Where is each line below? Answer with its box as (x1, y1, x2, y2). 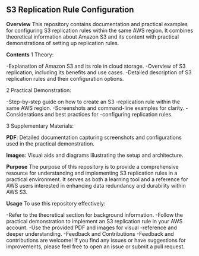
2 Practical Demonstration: (6, 86, 71, 94)
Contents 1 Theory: (6, 50, 54, 58)
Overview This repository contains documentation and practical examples (6, 20, 188, 27)
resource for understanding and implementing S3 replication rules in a (6, 169, 178, 176)
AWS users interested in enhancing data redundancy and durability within (6, 182, 186, 189)
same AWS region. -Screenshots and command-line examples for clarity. (6, 104, 185, 112)
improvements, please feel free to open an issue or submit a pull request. (6, 243, 185, 250)
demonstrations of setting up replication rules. (6, 39, 119, 46)
